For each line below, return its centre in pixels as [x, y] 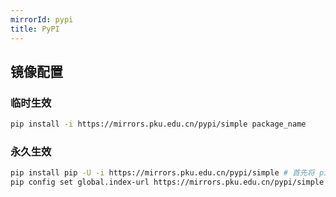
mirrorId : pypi [42, 19]
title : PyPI [35, 29]
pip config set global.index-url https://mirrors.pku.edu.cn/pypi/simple [167, 182]
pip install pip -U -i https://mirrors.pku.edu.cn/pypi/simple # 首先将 [162, 173]
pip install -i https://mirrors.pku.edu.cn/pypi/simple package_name [158, 124]
